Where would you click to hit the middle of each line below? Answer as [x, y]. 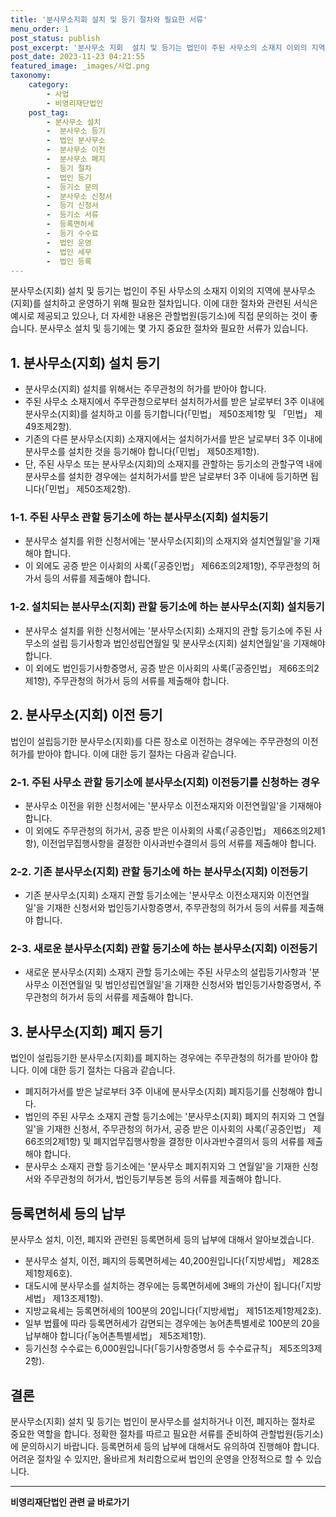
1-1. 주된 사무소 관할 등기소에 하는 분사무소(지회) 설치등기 [139, 518]
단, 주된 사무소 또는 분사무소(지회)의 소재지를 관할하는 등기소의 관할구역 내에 [173, 464]
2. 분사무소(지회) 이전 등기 [86, 715]
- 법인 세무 [69, 252]
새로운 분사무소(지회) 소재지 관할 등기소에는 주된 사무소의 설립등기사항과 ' [168, 972]
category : [49, 85]
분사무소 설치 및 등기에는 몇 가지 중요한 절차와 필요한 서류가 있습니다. [174, 328]
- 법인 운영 [69, 242]
